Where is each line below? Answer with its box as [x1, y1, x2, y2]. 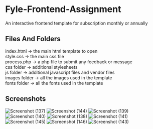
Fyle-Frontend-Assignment [5, 4, 121, 15]
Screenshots [5, 94, 46, 103]
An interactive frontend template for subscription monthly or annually [5, 20, 148, 26]
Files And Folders [5, 35, 61, 43]
